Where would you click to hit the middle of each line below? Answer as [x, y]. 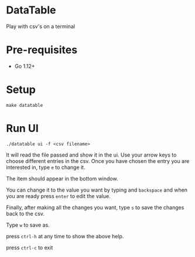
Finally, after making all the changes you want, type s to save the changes [95, 207]
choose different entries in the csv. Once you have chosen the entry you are [98, 161]
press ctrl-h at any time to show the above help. [65, 236]
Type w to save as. [28, 225]
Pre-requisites [42, 50]
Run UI [23, 128]
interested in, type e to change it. [46, 167]
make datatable [25, 105]
